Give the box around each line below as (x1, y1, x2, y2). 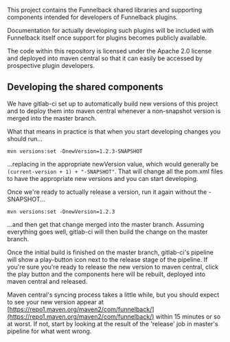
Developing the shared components (7, 82, 163, 93)
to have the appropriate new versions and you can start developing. (7, 174, 198, 182)
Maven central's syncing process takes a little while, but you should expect (7, 291, 220, 299)
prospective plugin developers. (7, 62, 95, 69)
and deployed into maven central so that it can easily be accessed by (7, 54, 203, 62)
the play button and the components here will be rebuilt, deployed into (7, 270, 206, 278)
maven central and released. (7, 277, 88, 285)
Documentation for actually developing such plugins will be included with (7, 27, 214, 34)
